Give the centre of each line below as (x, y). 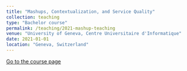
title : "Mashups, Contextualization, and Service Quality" (81, 12)
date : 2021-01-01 (28, 39)
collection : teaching (33, 17)
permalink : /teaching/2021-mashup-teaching (61, 28)
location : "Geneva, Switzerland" (47, 45)
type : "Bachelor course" (37, 22)
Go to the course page (34, 61)
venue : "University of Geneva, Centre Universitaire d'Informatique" (94, 34)
